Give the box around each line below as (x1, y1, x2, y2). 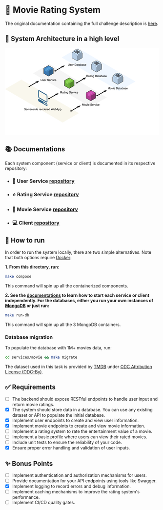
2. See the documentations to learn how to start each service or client (5, 292, 150, 298)
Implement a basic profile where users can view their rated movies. (12, 434, 147, 440)
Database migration (5, 334, 53, 341)
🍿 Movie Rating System (5, 4, 101, 16)
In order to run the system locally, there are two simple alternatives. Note (5, 249, 152, 255)
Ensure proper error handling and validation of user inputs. (12, 445, 130, 451)
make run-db (5, 312, 29, 318)
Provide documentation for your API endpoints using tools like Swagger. (12, 478, 157, 484)
